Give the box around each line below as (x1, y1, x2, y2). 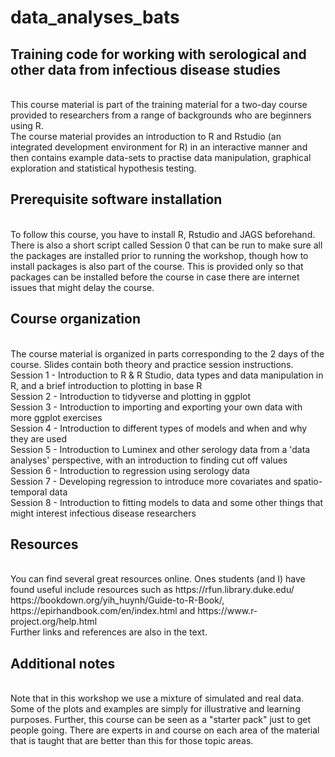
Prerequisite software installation (10, 191, 223, 208)
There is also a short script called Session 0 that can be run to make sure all (10, 239, 323, 251)
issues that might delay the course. (10, 281, 155, 293)
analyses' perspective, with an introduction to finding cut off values (10, 454, 288, 466)
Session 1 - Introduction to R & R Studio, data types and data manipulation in (10, 369, 324, 381)
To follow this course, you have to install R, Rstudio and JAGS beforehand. (10, 228, 316, 240)
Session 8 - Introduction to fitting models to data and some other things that (10, 496, 323, 508)
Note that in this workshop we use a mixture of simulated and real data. (10, 692, 305, 705)
